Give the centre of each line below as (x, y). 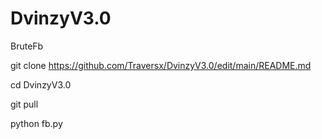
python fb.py (36, 123)
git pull (24, 104)
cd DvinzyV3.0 (41, 84)
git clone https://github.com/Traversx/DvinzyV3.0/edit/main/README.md (161, 65)
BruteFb (27, 46)
